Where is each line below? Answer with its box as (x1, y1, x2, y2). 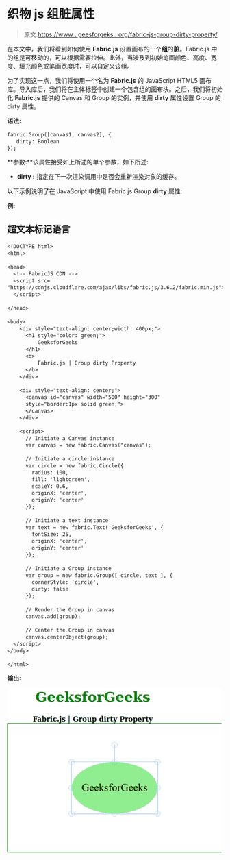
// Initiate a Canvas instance (25, 434, 115, 442)
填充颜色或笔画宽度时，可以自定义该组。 (18, 62, 133, 70)
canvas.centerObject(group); (25, 633, 109, 641)
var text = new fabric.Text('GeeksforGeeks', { (25, 524, 164, 531)
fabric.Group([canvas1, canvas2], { (7, 131, 112, 138)
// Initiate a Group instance (25, 565, 112, 572)
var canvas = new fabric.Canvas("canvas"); (25, 441, 152, 449)
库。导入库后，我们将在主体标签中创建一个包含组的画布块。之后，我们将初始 (7, 85, 223, 93)
